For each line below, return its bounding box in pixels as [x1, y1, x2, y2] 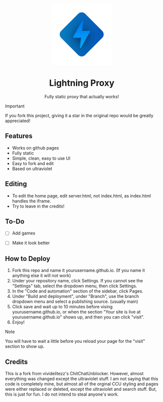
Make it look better [12, 240, 50, 246]
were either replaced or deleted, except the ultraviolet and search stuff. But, [5, 386, 157, 392]
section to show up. [5, 343, 45, 349]
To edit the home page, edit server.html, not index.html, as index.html [12, 192, 151, 199]
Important [5, 103, 25, 109]
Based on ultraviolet [12, 166, 53, 171]
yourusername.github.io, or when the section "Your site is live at [12, 309, 141, 315]
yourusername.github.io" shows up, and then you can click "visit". [12, 314, 145, 320]
